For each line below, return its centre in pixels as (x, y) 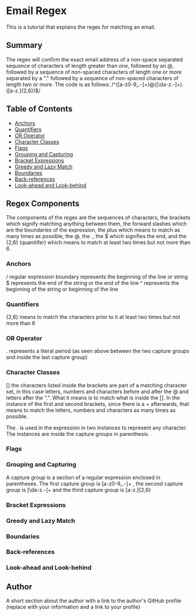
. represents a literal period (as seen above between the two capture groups (98, 351)
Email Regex (37, 11)
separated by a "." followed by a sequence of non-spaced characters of (92, 78)
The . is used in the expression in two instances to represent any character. (97, 428)
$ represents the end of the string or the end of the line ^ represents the (93, 283)
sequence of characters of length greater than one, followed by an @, (90, 66)
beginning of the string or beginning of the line (62, 289)
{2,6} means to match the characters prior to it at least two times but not (93, 316)
